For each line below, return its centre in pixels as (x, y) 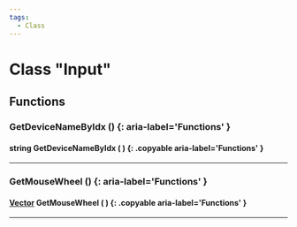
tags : (19, 17)
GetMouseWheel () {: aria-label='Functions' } (108, 182)
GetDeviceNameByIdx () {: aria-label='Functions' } (120, 127)
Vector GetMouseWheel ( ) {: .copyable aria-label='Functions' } (128, 202)
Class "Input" (61, 69)
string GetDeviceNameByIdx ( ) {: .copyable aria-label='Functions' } (137, 148)
